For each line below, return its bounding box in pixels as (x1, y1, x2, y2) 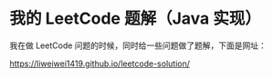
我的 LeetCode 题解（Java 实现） (9, 8, 262, 29)
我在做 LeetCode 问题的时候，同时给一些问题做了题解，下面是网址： (9, 40, 268, 51)
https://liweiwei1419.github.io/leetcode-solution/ (9, 58, 190, 69)
